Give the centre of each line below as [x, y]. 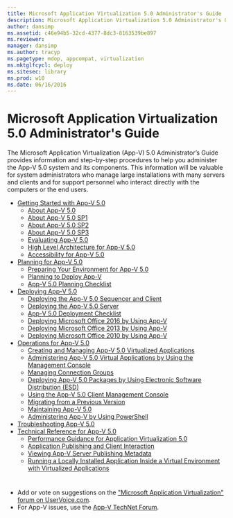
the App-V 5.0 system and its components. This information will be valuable [115, 168]
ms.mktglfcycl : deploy [40, 65]
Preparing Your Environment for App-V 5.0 [88, 269]
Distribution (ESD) [53, 387]
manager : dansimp [32, 46]
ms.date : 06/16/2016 [37, 85]
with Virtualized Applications [68, 468]
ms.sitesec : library [37, 71]
